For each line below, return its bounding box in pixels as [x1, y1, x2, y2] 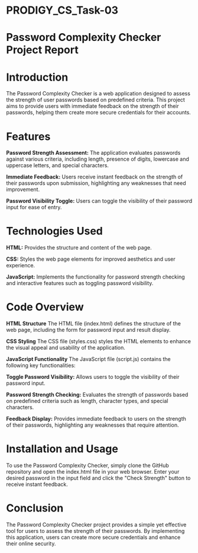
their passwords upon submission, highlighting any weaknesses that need [6, 180, 186, 187]
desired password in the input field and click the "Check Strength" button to [6, 475, 191, 482]
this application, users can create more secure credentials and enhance [6, 534, 181, 541]
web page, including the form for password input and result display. [6, 327, 171, 334]
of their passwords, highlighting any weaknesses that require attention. [6, 421, 179, 429]
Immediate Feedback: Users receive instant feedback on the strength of [6, 173, 183, 181]
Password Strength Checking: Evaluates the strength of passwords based [6, 391, 189, 398]
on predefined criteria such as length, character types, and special [6, 398, 168, 405]
